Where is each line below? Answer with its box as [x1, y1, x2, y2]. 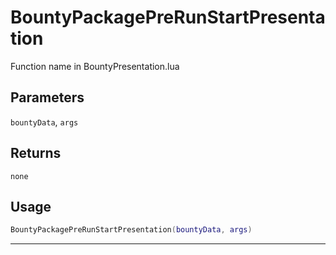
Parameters [10, 89, 85, 106]
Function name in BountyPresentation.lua [10, 60, 180, 72]
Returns [10, 145, 62, 162]
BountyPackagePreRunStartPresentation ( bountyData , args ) [10, 225, 253, 235]
